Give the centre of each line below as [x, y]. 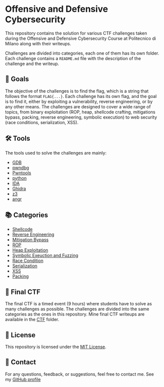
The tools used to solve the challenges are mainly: [56, 153]
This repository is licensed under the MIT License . [56, 347]
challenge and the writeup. [32, 64]
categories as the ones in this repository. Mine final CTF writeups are [75, 314]
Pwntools [22, 173]
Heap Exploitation [30, 250]
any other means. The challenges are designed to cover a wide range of [78, 106]
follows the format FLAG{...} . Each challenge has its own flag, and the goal [81, 96]
